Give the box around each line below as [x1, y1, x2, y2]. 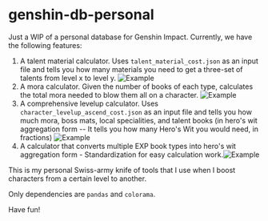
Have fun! [8, 204, 41, 214]
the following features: [8, 40, 82, 50]
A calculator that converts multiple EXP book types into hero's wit [19, 141, 236, 151]
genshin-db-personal [8, 6, 154, 24]
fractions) [19, 132, 53, 142]
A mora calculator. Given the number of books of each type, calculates [19, 82, 254, 91]
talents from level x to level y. [19, 73, 117, 82]
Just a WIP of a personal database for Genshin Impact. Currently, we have [8, 32, 253, 42]
